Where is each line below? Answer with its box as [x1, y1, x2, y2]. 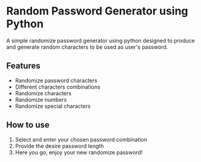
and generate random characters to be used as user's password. [6, 43, 168, 51]
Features [6, 61, 41, 71]
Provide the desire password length [15, 142, 104, 149]
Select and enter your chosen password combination [15, 136, 147, 143]
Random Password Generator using [6, 4, 189, 18]
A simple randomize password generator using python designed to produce [6, 37, 195, 44]
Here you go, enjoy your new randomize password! [15, 149, 143, 156]
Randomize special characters [15, 102, 91, 110]
